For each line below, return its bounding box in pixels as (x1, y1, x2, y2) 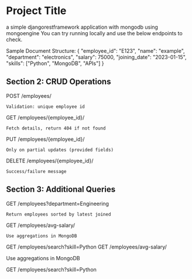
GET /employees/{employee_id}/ (6, 114, 85, 121)
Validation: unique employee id (6, 104, 85, 110)
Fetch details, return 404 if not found (6, 125, 107, 131)
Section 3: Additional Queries (6, 185, 116, 195)
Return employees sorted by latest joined (6, 211, 111, 217)
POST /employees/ (6, 92, 52, 99)
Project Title (6, 4, 67, 18)
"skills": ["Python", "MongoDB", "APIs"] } (6, 60, 104, 67)
